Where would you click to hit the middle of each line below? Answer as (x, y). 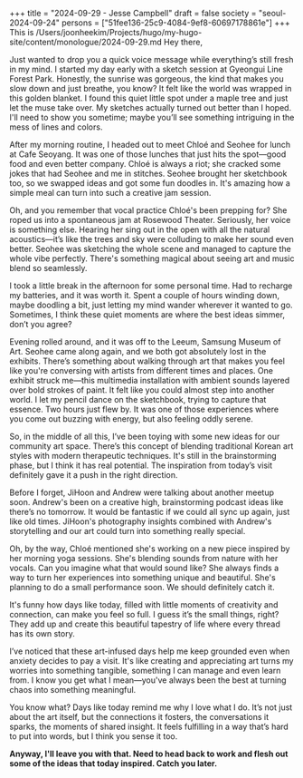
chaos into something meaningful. (73, 690)
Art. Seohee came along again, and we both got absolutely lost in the (138, 351)
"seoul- (272, 13)
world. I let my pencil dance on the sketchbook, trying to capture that (138, 399)
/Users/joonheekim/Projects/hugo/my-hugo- (119, 32)
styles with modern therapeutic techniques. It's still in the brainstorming (143, 456)
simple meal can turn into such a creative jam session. (110, 193)
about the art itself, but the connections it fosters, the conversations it (139, 717)
